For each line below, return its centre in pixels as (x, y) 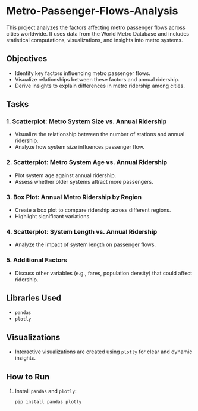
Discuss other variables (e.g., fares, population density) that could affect (103, 273)
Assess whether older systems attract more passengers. (84, 181)
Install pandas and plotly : (45, 391)
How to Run (28, 377)
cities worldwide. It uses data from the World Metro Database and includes (98, 33)
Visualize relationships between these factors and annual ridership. (97, 79)
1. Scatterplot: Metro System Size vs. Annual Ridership (87, 121)
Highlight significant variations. (53, 217)
